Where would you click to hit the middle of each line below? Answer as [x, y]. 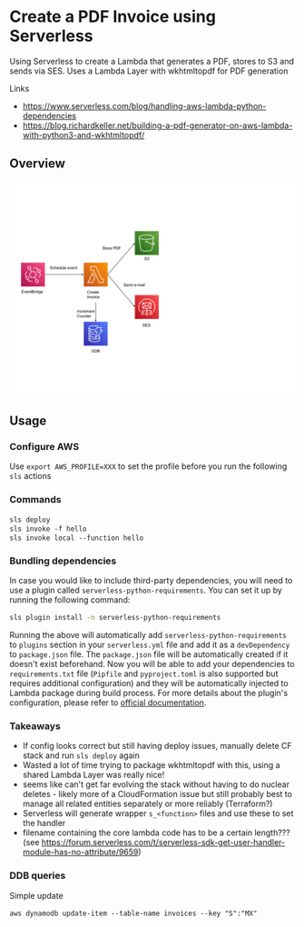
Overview [38, 164]
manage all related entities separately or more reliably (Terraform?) [147, 804]
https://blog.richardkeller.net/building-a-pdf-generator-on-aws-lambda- [157, 125]
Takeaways [35, 726]
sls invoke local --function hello [77, 538]
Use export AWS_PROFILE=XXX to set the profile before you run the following [148, 466]
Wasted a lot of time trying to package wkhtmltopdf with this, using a [151, 765]
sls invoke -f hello [49, 529]
